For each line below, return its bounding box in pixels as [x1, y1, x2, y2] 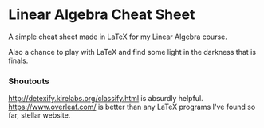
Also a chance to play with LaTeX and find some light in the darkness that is [8, 47, 257, 56]
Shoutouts [8, 76, 50, 87]
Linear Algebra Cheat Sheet [8, 6, 195, 24]
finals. [8, 56, 29, 65]
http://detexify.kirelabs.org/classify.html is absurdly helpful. [8, 94, 203, 103]
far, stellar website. [8, 111, 71, 120]
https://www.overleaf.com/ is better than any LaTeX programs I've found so [8, 102, 256, 112]
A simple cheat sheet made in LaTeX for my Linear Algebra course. [8, 32, 227, 41]
